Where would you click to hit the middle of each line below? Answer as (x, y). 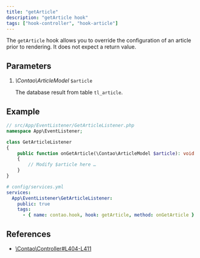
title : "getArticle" (33, 12)
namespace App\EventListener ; (45, 131)
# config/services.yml (35, 187)
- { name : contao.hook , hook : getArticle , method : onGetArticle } (108, 215)
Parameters (29, 66)
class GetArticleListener (39, 142)
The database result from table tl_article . (69, 92)
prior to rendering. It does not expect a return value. (71, 47)
